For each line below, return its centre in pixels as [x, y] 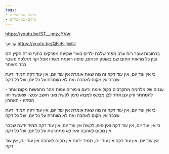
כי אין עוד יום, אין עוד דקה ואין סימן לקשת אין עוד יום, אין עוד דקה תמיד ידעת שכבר [83, 126]
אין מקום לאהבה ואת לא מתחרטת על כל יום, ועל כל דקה [58, 131]
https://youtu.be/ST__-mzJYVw [38, 34]
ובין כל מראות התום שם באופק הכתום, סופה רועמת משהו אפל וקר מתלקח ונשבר [81, 59]
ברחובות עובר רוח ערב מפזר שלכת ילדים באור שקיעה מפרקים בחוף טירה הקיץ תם [83, 53]
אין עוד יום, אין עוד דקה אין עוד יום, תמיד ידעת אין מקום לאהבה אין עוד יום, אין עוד [82, 141]
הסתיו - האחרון [20, 100]
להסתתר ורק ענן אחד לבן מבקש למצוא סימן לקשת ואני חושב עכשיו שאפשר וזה [79, 95]
